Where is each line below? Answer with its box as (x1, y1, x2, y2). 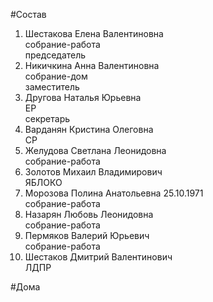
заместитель (24, 81, 80, 93)
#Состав (10, 9, 47, 20)
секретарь (24, 113, 71, 124)
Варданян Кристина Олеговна (24, 124, 154, 135)
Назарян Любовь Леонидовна (24, 209, 154, 220)
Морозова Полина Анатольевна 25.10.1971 (24, 187, 204, 199)
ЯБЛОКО (24, 177, 63, 188)
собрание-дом (24, 70, 88, 82)
